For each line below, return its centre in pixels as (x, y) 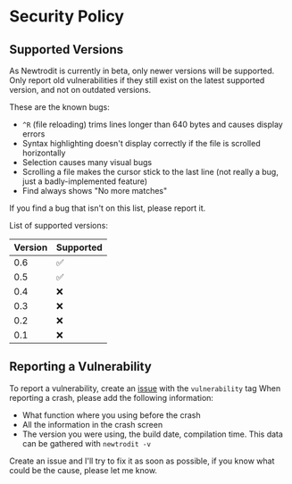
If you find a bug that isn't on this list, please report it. (108, 208)
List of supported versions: (59, 225)
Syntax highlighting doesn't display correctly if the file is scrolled (141, 143)
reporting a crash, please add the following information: (112, 397)
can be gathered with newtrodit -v (87, 443)
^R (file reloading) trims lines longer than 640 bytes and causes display (152, 124)
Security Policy (67, 17)
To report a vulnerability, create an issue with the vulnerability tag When (145, 388)
